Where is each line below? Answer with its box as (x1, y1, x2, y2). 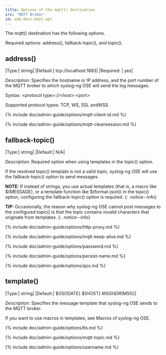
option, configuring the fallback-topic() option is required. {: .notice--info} (5, 194, 157, 200)
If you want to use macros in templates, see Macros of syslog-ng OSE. (5, 315, 150, 321)
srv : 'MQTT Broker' (5, 12, 46, 17)
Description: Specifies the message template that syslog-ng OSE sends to (5, 300, 157, 306)
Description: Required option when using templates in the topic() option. (5, 159, 153, 165)
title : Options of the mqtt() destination (5, 7, 95, 12)
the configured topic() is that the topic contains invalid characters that (5, 209, 149, 215)
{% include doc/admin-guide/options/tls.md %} (5, 325, 103, 331)
